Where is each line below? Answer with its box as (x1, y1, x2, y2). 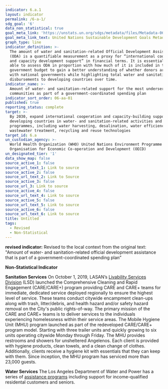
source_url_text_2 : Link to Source (5, 174, 79, 180)
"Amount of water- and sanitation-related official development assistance (5, 249, 156, 255)
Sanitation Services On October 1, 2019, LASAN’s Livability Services (5, 274, 146, 280)
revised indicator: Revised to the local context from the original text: (5, 244, 146, 250)
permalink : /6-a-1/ (5, 16, 46, 21)
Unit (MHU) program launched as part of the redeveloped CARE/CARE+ (5, 322, 152, 328)
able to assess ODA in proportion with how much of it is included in (9, 63, 160, 68)
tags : (5, 221, 16, 226)
